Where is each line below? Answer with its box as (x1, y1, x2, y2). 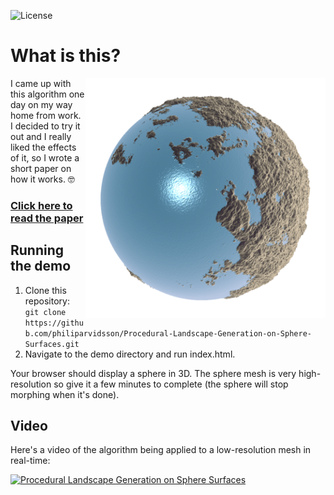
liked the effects (10, 141, 77, 153)
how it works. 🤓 (10, 173, 75, 185)
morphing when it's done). (10, 388, 120, 400)
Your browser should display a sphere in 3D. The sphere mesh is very (10, 367, 297, 379)
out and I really (10, 130, 72, 142)
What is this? (10, 45, 122, 67)
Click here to (10, 198, 73, 212)
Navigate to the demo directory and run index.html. (24, 348, 236, 360)
